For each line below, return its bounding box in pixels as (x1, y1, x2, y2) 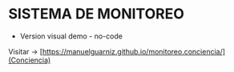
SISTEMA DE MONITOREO (8, 5, 184, 23)
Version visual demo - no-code (19, 31, 123, 41)
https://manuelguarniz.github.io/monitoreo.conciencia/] (42, 46, 226, 56)
